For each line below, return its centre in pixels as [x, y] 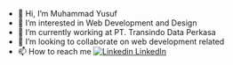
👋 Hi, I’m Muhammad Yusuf [68, 14]
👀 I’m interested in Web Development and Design [107, 23]
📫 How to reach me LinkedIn [92, 51]
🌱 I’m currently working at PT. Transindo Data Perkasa [116, 32]
